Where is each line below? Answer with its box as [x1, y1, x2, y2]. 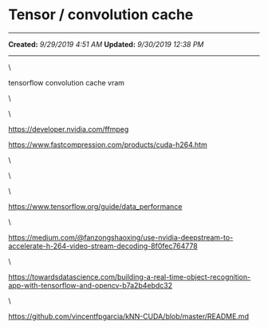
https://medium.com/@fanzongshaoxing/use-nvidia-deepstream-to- [8, 232, 234, 242]
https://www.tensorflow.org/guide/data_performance [8, 201, 183, 211]
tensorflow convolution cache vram [8, 77, 125, 87]
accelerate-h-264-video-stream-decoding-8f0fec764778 [8, 241, 198, 251]
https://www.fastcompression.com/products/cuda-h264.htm [8, 140, 207, 149]
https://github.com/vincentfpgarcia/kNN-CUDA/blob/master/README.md [8, 311, 250, 321]
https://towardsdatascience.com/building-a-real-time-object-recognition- [8, 272, 251, 281]
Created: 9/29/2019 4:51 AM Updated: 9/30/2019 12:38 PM [8, 39, 204, 49]
